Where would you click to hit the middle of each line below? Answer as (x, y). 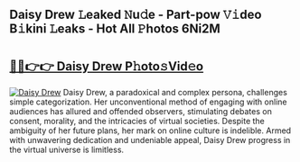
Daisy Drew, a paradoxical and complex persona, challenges (175, 92)
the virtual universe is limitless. (67, 149)
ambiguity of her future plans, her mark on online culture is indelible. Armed (150, 130)
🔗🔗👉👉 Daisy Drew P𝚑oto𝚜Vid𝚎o (107, 66)
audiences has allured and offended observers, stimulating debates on (141, 111)
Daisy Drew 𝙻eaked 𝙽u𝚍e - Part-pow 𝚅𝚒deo (136, 15)
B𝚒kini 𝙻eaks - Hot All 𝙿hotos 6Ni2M (115, 29)
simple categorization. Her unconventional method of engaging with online (148, 102)
